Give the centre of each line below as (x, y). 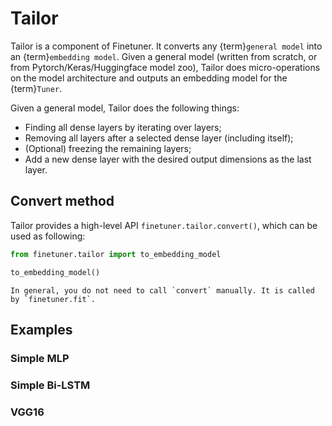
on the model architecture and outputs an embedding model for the (149, 78)
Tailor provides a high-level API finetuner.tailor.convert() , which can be (164, 225)
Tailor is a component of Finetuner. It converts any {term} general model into (166, 46)
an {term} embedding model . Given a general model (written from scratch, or (164, 56)
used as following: (48, 236)
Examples (41, 329)
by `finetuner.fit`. (53, 299)
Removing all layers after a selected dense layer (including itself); (159, 138)
